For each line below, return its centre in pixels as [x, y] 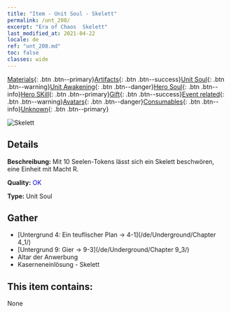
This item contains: [50, 287]
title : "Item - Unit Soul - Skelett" [62, 14]
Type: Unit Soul [30, 196]
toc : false [23, 53]
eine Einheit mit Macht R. [43, 169]
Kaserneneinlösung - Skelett [58, 265]
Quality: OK [24, 182]
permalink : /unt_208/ [39, 20]
